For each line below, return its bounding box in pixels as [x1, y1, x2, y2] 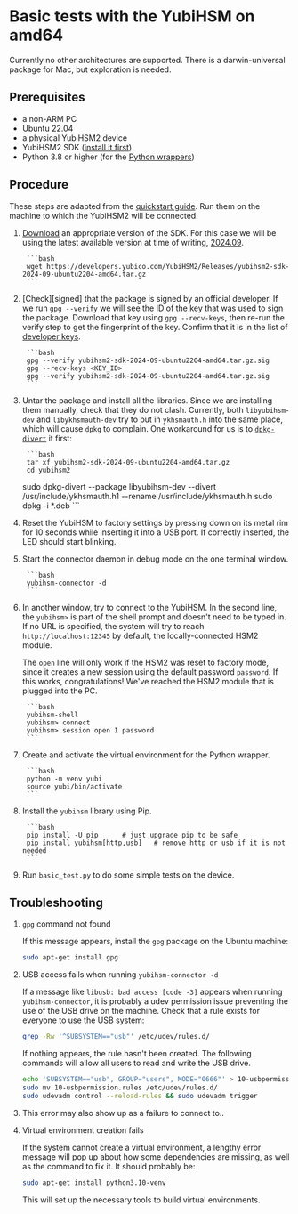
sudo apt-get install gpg [21, 953, 118, 962]
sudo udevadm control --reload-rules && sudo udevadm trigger [21, 1091, 258, 1100]
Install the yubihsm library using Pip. [21, 805, 153, 816]
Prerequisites [9, 90, 85, 105]
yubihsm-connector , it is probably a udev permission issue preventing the [21, 996, 289, 1007]
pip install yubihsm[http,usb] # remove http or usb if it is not [26, 838, 286, 847]
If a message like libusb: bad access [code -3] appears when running [21, 986, 283, 998]
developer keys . [21, 331, 82, 342]
